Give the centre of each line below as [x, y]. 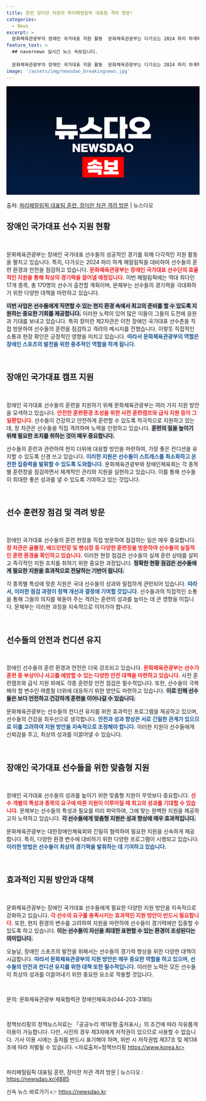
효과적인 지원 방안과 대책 [50, 880]
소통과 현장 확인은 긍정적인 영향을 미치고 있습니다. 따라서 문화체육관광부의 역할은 [103, 336]
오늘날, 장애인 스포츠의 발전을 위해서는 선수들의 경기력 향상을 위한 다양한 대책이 [101, 951]
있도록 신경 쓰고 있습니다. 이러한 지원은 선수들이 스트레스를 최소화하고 [107, 456]
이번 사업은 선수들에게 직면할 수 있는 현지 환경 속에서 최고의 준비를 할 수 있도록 [99, 305]
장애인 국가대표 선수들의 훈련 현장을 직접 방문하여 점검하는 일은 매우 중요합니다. [101, 540]
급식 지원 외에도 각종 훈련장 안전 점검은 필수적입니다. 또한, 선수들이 [108, 683]
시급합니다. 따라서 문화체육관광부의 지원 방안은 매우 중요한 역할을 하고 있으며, [98, 959]
